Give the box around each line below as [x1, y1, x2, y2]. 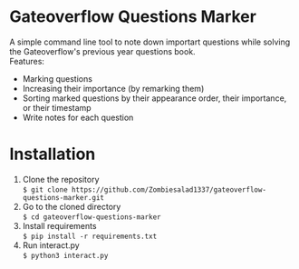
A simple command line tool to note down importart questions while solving [9, 36, 291, 47]
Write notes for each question [22, 112, 134, 123]
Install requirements [22, 220, 97, 231]
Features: [9, 55, 45, 66]
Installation [9, 144, 96, 164]
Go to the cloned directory [22, 201, 121, 212]
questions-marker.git [22, 193, 104, 202]
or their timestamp [22, 102, 92, 113]
